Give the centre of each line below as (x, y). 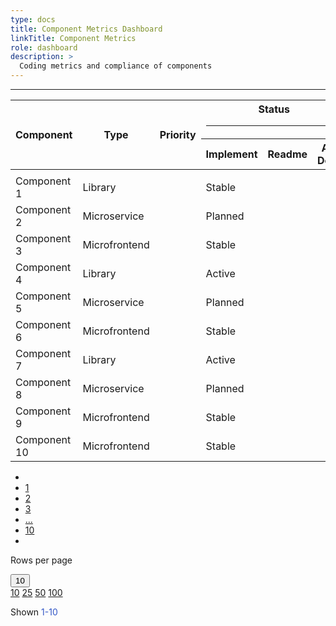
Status (274, 109)
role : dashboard (44, 47)
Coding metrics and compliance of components (116, 66)
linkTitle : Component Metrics (73, 38)
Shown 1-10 (34, 612)
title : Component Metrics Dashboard (86, 29)
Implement (231, 154)
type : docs (33, 19)
